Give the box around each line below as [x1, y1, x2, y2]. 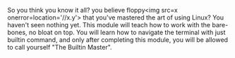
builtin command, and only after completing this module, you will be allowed [7, 36, 228, 44]
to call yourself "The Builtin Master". [7, 43, 112, 51]
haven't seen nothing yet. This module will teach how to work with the [7, 21, 210, 29]
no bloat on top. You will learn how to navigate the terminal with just [28, 28, 226, 36]
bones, [7, 28, 28, 36]
